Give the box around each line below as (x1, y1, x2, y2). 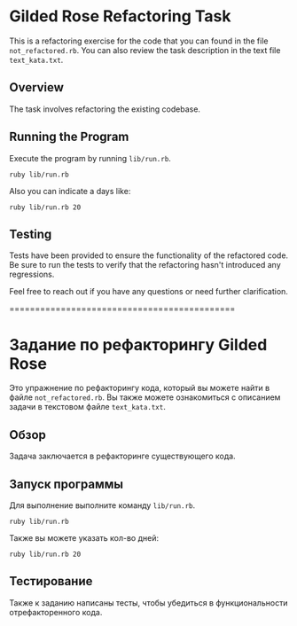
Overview (9, 80, 65, 95)
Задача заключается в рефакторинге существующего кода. (9, 450, 237, 462)
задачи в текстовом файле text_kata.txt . (9, 402, 166, 412)
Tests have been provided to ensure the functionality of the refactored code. (9, 250, 289, 261)
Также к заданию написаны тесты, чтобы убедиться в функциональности (9, 597, 288, 608)
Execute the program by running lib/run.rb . (9, 153, 171, 163)
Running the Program (9, 129, 129, 145)
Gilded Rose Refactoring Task (9, 6, 231, 27)
